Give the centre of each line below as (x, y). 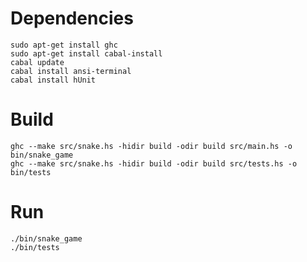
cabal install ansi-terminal (71, 71)
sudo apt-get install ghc (64, 45)
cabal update (37, 62)
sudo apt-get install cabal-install (86, 53)
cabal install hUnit (53, 80)
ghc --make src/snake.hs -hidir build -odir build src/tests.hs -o (154, 163)
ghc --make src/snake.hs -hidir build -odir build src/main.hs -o (151, 146)
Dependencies (72, 18)
